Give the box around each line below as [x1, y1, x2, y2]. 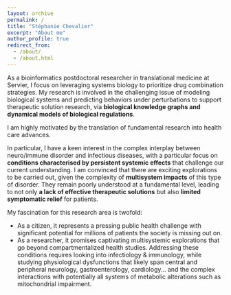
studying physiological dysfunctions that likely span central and [16, 258, 198, 266]
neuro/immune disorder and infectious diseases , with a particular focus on [7, 151, 218, 159]
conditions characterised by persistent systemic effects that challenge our [7, 158, 224, 167]
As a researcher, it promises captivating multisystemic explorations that [16, 236, 220, 244]
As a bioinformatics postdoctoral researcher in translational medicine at [7, 73, 210, 82]
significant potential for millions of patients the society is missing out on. [16, 228, 222, 237]
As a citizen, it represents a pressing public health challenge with [16, 221, 201, 230]
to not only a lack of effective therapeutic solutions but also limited [7, 187, 201, 196]
